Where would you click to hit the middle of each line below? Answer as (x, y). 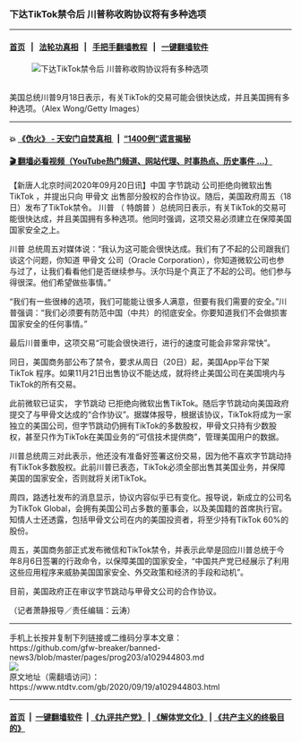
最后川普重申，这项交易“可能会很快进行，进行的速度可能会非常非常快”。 (142, 343)
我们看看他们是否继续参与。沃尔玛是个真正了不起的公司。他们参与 (170, 271)
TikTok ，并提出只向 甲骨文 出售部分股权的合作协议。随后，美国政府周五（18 (150, 196)
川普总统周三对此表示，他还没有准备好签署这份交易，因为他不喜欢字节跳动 (146, 456)
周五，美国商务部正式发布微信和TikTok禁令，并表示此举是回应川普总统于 (143, 550)
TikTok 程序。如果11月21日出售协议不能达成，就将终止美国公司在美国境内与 (147, 373)
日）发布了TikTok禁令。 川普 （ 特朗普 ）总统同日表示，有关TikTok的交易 (144, 208)
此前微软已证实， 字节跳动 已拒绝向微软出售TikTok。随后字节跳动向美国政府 (149, 404)
